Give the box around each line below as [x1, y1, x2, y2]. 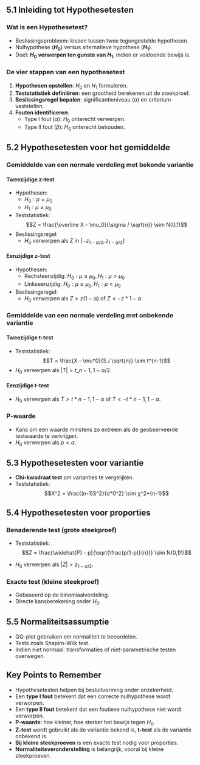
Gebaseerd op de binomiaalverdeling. [15, 591, 109, 598]
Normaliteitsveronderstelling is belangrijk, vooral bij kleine [15, 746, 164, 753]
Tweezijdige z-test [6, 176, 55, 183]
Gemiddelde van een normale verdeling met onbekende [6, 311, 174, 320]
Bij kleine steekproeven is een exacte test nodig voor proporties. [15, 739, 179, 747]
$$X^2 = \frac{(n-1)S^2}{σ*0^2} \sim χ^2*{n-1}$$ [44, 490, 169, 497]
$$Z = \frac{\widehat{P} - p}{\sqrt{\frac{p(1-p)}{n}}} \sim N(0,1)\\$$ [21, 549, 191, 556]
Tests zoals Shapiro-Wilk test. [15, 639, 90, 646]
